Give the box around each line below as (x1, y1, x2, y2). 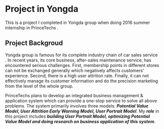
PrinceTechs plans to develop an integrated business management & (5, 92, 143, 98)
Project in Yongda (5, 3, 78, 15)
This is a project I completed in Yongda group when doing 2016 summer (5, 20, 150, 25)
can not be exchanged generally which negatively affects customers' (5, 67, 144, 73)
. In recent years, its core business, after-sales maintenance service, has (5, 57, 152, 63)
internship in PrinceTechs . (5, 24, 59, 30)
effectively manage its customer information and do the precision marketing (5, 78, 158, 84)
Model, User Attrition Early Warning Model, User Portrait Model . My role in (5, 108, 159, 114)
